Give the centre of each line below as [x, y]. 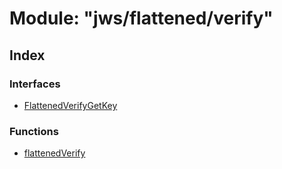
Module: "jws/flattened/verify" [141, 18]
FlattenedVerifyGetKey [70, 105]
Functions [34, 131]
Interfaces [35, 84]
